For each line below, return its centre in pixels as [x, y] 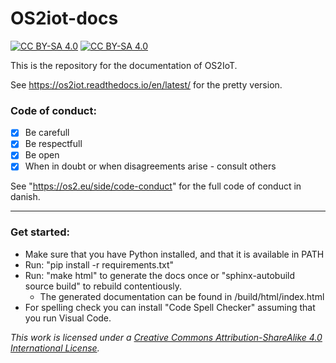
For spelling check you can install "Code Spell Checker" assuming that [170, 307]
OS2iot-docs [64, 18]
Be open [42, 155]
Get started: [40, 232]
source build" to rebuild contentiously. [103, 286]
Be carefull [47, 133]
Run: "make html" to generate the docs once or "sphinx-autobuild [160, 275]
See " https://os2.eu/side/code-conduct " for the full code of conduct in [156, 186]
